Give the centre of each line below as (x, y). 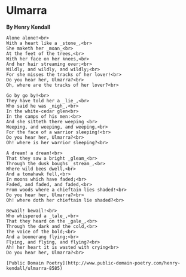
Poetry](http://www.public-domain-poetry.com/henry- (113, 263)
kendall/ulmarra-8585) (34, 268)
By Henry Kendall (28, 27)
